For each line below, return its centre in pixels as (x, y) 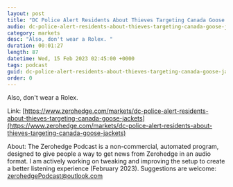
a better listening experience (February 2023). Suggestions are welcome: (112, 169)
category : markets (34, 33)
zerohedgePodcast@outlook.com (55, 176)
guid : (15, 71)
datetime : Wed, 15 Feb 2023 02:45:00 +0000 (71, 59)
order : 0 (20, 78)
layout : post (26, 14)
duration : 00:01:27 (35, 46)
